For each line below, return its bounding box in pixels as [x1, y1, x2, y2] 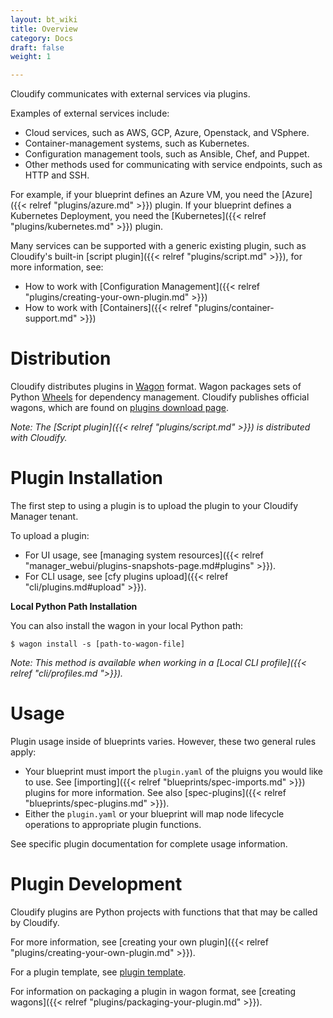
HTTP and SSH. [24, 169, 90, 181]
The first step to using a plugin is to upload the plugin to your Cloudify [10, 500, 299, 511]
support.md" [24, 312, 78, 325]
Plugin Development [10, 873, 183, 896]
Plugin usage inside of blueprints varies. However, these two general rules [10, 735, 317, 747]
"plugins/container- [194, 302, 275, 314]
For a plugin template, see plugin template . [10, 966, 187, 978]
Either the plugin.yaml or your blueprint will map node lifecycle [24, 807, 285, 820]
